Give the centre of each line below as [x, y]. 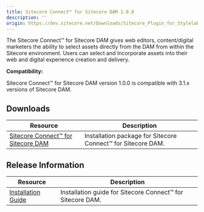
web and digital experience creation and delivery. [68, 60]
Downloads [28, 109]
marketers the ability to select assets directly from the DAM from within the [100, 47]
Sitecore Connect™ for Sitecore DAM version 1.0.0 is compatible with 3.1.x [98, 83]
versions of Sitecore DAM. [39, 90]
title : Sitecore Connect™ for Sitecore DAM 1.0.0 [70, 12]
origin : [16, 23]
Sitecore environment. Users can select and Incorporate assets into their [97, 53]
